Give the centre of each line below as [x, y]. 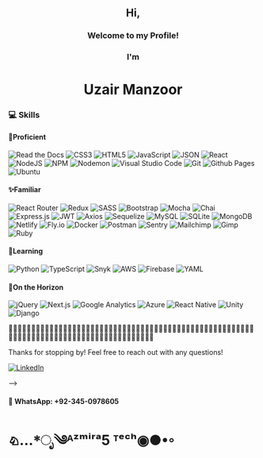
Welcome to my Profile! [133, 36]
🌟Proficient [27, 137]
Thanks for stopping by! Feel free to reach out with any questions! [116, 352]
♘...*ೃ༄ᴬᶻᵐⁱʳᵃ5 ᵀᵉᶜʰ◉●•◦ [92, 440]
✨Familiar [25, 190]
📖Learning [26, 251]
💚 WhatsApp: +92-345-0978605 [64, 401]
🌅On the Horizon [36, 287]
